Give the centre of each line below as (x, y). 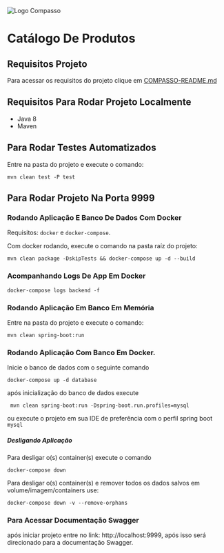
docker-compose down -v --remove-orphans (68, 503)
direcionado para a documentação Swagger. (70, 543)
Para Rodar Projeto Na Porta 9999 (81, 198)
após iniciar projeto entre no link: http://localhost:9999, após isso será (107, 535)
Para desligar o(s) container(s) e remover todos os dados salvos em (103, 483)
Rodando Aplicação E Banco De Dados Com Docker (94, 217)
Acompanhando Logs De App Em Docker (77, 276)
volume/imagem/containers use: (53, 490)
